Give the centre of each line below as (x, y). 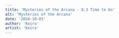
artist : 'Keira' (22, 28)
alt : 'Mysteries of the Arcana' (39, 14)
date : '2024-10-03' (25, 19)
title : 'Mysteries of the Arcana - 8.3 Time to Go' (60, 10)
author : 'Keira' (22, 23)
